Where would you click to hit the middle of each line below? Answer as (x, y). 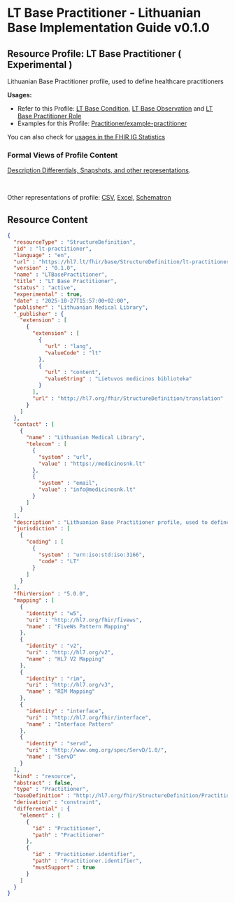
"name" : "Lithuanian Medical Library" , (85, 438)
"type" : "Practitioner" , (51, 790)
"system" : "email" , (68, 483)
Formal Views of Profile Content (63, 155)
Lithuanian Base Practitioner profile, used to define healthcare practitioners (115, 81)
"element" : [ (40, 815)
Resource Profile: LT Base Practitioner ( (94, 54)
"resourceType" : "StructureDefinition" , (75, 242)
